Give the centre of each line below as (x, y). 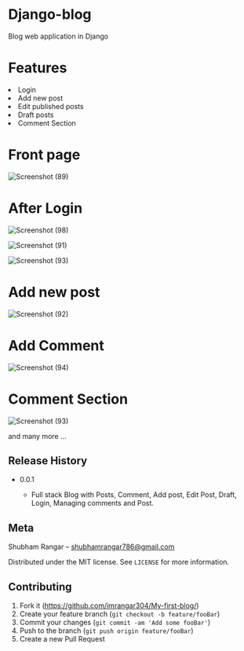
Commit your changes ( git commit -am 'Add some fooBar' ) (115, 622)
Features (38, 68)
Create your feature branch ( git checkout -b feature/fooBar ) (120, 614)
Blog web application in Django (58, 36)
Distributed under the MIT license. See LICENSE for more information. (119, 562)
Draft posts (36, 115)
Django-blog (50, 15)
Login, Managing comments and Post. (93, 503)
